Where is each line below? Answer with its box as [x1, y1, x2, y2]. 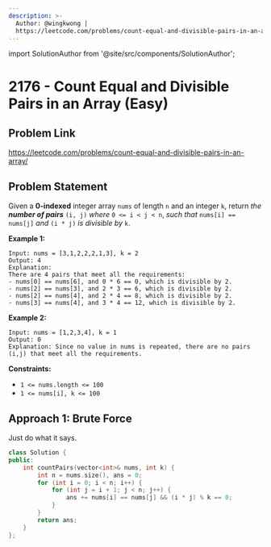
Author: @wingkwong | [15, 19, 89, 27]
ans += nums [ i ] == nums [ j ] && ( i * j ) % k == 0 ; [65, 494, 233, 502]
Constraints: [8, 364, 52, 374]
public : [8, 456, 35, 464]
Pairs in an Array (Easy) [8, 94, 169, 113]
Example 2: [8, 313, 47, 323]
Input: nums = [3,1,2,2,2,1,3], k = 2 [8, 249, 139, 258]
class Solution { [8, 449, 67, 457]
